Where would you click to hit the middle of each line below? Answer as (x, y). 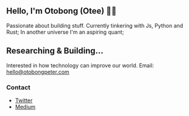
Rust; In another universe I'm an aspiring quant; (65, 32)
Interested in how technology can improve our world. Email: (80, 65)
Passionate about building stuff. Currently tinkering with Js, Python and (95, 25)
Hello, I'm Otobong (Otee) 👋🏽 (61, 11)
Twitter (24, 100)
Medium (25, 106)
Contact (18, 87)
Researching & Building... (55, 51)
